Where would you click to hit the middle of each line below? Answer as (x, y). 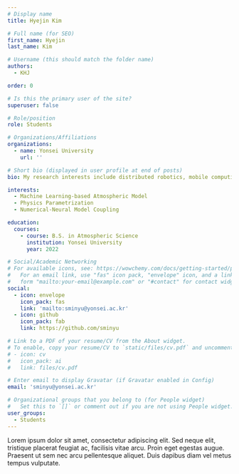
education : (23, 222)
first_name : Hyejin (36, 40)
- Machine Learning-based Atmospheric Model (81, 197)
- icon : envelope (39, 295)
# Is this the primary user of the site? (70, 98)
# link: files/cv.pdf (43, 368)
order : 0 (20, 86)
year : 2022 (42, 249)
